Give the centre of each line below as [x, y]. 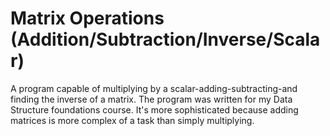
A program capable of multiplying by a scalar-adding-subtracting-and [154, 88]
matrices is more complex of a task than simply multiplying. [132, 120]
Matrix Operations [87, 18]
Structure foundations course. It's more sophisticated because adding [154, 109]
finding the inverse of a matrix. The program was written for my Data [151, 99]
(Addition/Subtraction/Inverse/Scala [165, 39]
